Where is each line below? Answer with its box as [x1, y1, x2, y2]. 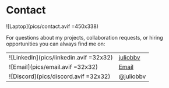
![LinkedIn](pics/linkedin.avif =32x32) [9, 53, 114, 61]
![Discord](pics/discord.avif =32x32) [9, 72, 111, 80]
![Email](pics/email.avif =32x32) [9, 62, 98, 71]
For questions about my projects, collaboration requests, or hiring [6, 34, 163, 41]
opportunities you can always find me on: [6, 40, 105, 47]
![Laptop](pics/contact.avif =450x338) [6, 23, 99, 30]
